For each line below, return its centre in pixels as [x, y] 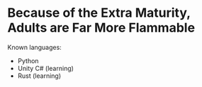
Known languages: [34, 47]
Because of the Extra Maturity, [99, 13]
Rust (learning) [39, 76]
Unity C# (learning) [46, 68]
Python [28, 60]
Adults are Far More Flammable [101, 28]
